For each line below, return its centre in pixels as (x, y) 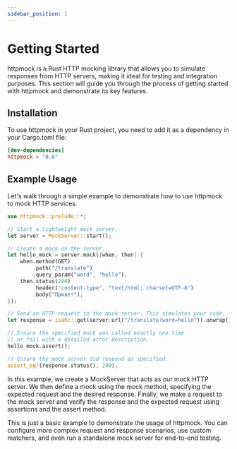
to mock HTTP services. (42, 203)
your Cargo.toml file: (37, 138)
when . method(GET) (45, 262)
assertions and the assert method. (57, 409)
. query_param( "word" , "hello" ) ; (80, 275)
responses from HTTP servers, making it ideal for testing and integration (113, 76)
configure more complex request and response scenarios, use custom (109, 430)
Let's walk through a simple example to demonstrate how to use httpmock (115, 196)
